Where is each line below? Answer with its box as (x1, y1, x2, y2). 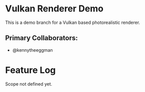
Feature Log (5, 64, 56, 76)
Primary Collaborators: (5, 34, 78, 42)
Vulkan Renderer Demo (5, 3, 104, 14)
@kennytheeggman (12, 47, 53, 53)
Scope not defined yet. (5, 81, 52, 87)
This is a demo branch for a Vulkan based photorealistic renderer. (5, 19, 140, 25)
